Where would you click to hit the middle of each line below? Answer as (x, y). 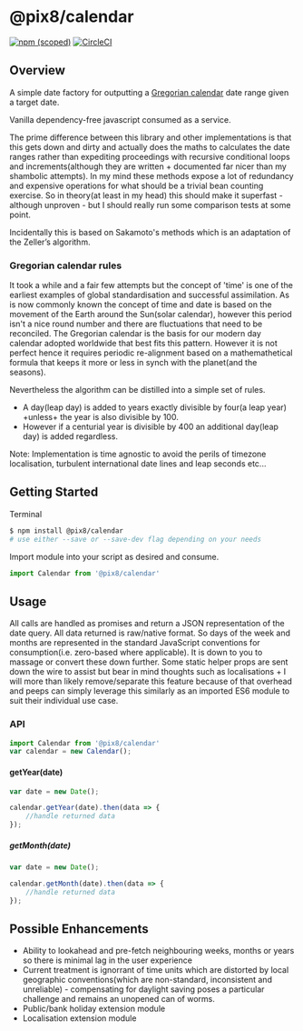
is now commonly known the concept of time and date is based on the (141, 305)
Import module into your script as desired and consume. (114, 556)
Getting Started (54, 492)
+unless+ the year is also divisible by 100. (100, 417)
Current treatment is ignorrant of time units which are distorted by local (156, 970)
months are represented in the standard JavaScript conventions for (135, 643)
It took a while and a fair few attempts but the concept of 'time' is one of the (151, 285)
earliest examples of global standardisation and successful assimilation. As (150, 295)
